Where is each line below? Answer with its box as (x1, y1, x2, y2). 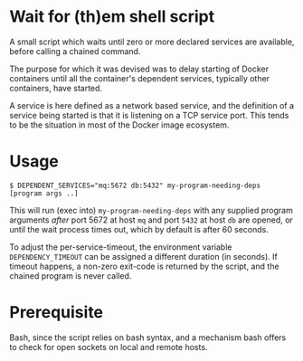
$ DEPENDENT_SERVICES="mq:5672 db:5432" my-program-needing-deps (9, 181, 260, 190)
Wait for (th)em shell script (9, 6, 215, 27)
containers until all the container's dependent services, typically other (9, 72, 270, 83)
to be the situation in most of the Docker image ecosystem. (9, 119, 230, 130)
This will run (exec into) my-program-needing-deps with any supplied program (9, 204, 294, 215)
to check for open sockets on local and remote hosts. (9, 341, 208, 352)
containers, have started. (9, 82, 102, 93)
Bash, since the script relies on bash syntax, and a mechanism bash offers (9, 332, 287, 343)
